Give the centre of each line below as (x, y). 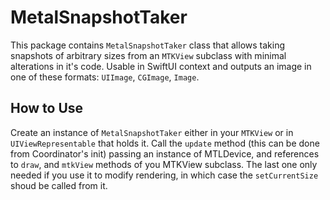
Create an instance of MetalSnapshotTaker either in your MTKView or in (152, 132)
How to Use (47, 108)
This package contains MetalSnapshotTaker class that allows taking (148, 45)
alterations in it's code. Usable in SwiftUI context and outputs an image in (161, 66)
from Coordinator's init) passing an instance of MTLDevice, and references (165, 153)
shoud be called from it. (59, 185)
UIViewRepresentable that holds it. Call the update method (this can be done (165, 143)
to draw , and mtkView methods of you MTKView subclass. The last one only (164, 164)
